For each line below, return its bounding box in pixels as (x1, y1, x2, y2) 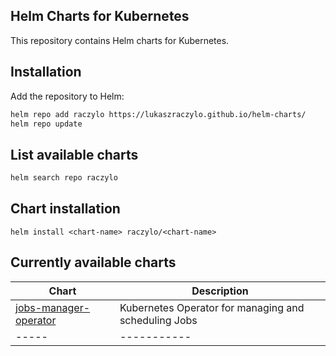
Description (191, 284, 249, 298)
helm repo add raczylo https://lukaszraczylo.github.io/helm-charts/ (10, 109, 307, 119)
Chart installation (10, 200, 121, 218)
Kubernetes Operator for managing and (119, 300, 305, 314)
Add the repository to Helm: (10, 90, 125, 102)
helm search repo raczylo (10, 173, 118, 183)
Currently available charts (10, 254, 177, 271)
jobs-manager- (15, 300, 91, 314)
